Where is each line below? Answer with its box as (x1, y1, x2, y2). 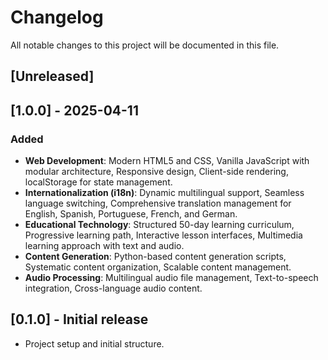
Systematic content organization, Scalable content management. (24, 261, 292, 273)
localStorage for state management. (24, 176, 173, 188)
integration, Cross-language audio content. (24, 282, 203, 295)
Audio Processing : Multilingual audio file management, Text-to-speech (24, 272, 319, 284)
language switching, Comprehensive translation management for (24, 197, 292, 210)
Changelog (10, 6, 104, 29)
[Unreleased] (10, 68, 95, 85)
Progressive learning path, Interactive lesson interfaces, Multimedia (24, 229, 303, 241)
